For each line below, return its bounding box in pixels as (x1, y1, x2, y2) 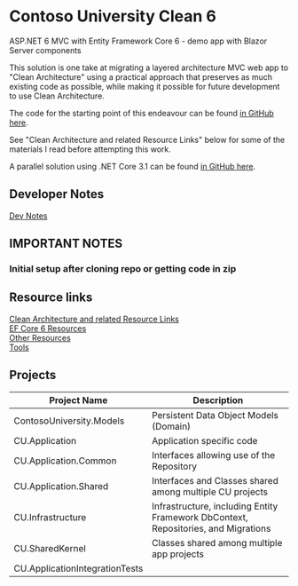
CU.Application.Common (13, 455, 117, 467)
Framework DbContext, (152, 511, 248, 523)
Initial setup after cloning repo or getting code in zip (9, 263, 237, 275)
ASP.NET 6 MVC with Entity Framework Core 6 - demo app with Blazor (9, 36, 268, 46)
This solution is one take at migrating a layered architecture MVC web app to (9, 62, 289, 73)
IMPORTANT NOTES (9, 236, 122, 251)
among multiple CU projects (152, 486, 269, 498)
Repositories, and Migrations (152, 522, 271, 535)
